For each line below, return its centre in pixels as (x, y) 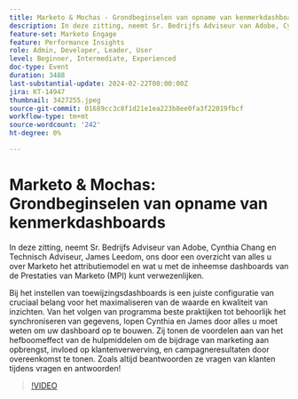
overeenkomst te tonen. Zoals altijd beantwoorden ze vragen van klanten (143, 359)
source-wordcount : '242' (55, 125)
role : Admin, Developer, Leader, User (81, 51)
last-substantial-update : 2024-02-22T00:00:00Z (99, 84)
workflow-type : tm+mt (49, 116)
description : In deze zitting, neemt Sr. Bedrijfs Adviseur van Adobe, (144, 26)
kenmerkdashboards (87, 223)
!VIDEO (44, 385)
